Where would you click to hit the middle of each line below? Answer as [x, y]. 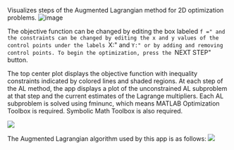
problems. [22, 18]
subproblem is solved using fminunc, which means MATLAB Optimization [113, 104]
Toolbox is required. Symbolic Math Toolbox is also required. [95, 111]
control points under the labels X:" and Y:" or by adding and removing [115, 45]
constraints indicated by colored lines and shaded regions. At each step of [115, 81]
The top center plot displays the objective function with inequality [103, 74]
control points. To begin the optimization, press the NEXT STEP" [109, 52]
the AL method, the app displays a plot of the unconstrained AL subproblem [117, 88]
